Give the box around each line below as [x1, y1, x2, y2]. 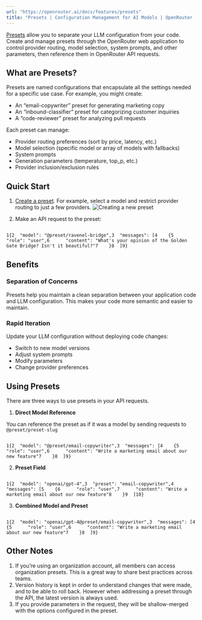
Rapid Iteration [6, 319, 51, 327]
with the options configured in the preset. [14, 607, 118, 614]
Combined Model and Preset [14, 502, 89, 509]
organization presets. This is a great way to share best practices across [14, 568, 193, 575]
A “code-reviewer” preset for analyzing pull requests [14, 115, 147, 122]
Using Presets [6, 381, 60, 391]
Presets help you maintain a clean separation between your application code [6, 291, 197, 298]
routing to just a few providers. [14, 203, 92, 211]
